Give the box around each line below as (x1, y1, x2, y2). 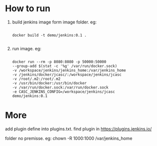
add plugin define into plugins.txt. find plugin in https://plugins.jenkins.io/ (5, 125, 152, 132)
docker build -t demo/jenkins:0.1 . (12, 33, 87, 38)
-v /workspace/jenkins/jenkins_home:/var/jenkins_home (12, 68, 126, 73)
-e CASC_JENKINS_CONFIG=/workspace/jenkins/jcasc (12, 89, 116, 94)
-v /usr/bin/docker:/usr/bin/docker (12, 81, 87, 85)
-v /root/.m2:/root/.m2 (12, 76, 61, 81)
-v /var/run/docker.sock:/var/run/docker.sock (12, 85, 109, 90)
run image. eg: (12, 45, 41, 51)
